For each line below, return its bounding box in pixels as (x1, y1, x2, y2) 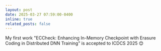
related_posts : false (5, 21, 51, 26)
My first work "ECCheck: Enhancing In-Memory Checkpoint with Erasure (5, 35, 156, 41)
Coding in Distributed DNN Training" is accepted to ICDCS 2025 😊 (5, 40, 144, 46)
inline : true (5, 16, 33, 21)
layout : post (5, 7, 33, 12)
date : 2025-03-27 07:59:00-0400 (5, 12, 73, 17)
